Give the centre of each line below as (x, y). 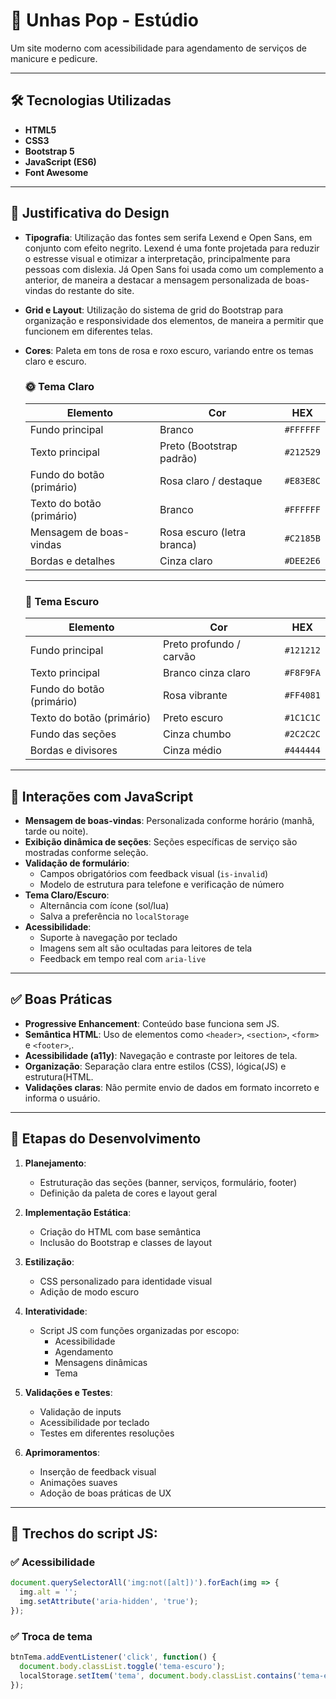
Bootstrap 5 (49, 151)
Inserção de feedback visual (98, 1471)
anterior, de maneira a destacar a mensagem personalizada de (153, 280)
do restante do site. (94, 290)
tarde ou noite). (56, 831)
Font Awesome (56, 172)
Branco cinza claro (207, 673)
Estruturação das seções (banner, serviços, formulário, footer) (168, 1182)
